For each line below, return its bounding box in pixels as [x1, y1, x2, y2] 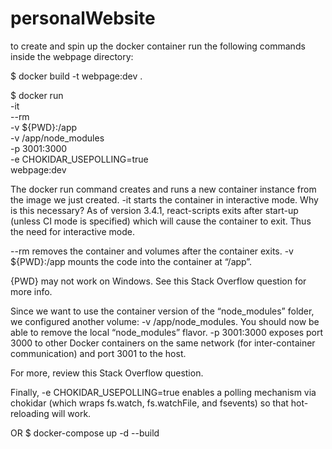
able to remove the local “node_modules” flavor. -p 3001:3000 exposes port [10, 326, 324, 338]
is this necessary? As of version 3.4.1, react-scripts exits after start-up [10, 204, 299, 216]
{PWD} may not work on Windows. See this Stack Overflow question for [10, 275, 307, 287]
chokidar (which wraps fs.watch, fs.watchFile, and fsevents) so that [10, 397, 289, 409]
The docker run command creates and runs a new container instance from [10, 183, 317, 195]
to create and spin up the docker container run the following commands [10, 40, 306, 52]
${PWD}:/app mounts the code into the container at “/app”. [10, 255, 253, 267]
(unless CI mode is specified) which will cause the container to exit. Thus [10, 215, 312, 227]
